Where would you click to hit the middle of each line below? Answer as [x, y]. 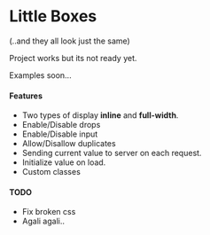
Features [26, 96]
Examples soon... [41, 75]
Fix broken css [49, 212]
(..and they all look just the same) [70, 41]
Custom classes [51, 172]
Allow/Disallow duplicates [69, 144]
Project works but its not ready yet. [73, 58]
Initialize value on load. [64, 162]
